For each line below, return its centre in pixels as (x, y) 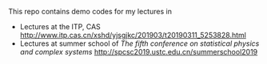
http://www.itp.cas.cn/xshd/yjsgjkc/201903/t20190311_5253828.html (133, 35)
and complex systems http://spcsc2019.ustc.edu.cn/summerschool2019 (139, 52)
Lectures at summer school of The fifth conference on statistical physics (139, 43)
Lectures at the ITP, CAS (60, 26)
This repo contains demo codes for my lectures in (90, 11)
